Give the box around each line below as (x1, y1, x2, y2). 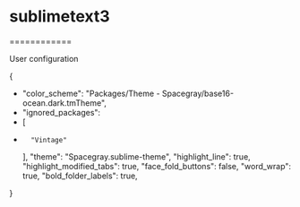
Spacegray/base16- (161, 88, 235, 99)
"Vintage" (30, 135, 67, 144)
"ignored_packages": (21, 107, 101, 117)
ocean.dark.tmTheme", (21, 97, 107, 108)
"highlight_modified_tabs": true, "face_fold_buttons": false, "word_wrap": (21, 160, 292, 171)
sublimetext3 (9, 6, 110, 27)
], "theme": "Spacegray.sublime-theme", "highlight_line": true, (21, 151, 251, 162)
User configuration (9, 53, 79, 64)
